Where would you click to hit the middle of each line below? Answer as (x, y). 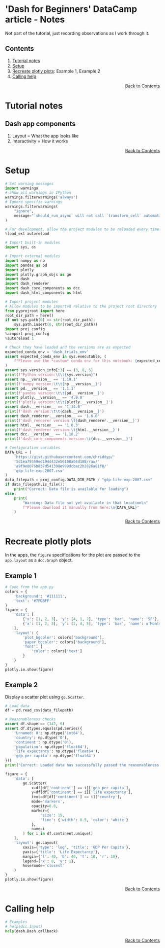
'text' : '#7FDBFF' (33, 601)
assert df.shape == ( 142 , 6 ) (35, 724)
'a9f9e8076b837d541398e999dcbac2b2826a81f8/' (61, 466)
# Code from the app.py (29, 587)
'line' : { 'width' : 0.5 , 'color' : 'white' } (84, 820)
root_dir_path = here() (29, 316)
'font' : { (33, 647)
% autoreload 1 (20, 338)
